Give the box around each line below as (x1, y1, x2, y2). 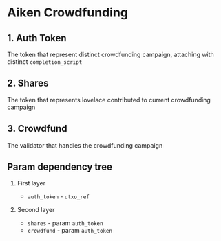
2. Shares (7, 78, 49, 89)
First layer (17, 179, 46, 187)
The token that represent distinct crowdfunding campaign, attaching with (7, 50, 215, 58)
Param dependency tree (7, 161, 112, 173)
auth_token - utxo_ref (27, 192, 90, 200)
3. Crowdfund (7, 123, 67, 135)
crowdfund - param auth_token (27, 227, 112, 235)
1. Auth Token (7, 32, 67, 44)
